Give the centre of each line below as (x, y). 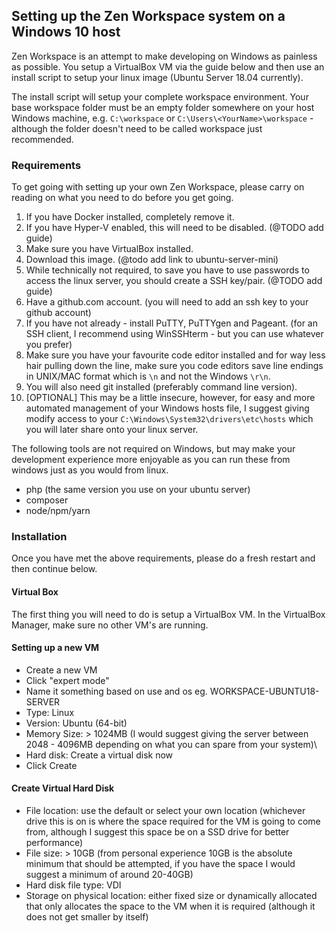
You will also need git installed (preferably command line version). (161, 387)
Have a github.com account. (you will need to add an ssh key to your (167, 302)
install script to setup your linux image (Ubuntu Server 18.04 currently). (157, 77)
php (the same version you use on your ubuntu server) (138, 490)
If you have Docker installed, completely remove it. (130, 217)
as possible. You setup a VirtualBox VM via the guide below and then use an (168, 66)
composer (47, 500)
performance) (54, 843)
